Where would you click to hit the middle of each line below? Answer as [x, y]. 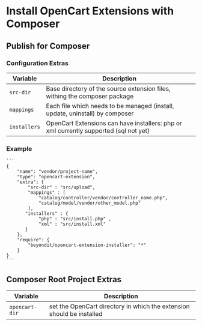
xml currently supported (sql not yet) [98, 130]
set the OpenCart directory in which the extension [119, 306]
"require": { [33, 240]
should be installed [76, 313]
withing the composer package [90, 96]
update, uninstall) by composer [90, 113]
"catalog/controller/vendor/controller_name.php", [103, 198]
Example [19, 148]
